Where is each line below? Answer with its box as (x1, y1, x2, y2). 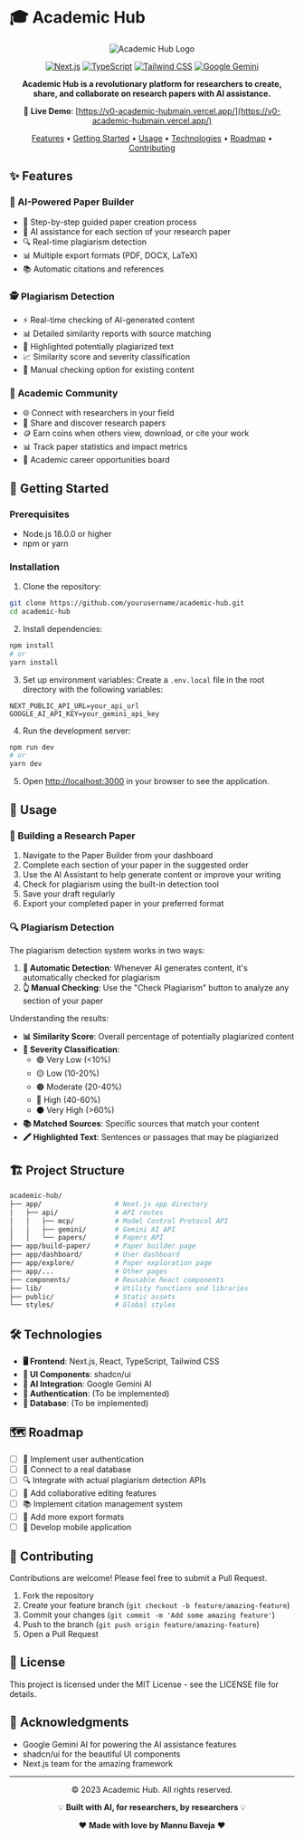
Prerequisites (9, 508, 70, 521)
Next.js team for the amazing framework (22, 1758, 174, 1768)
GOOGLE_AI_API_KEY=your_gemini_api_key (9, 709, 160, 718)
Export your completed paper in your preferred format (22, 897, 224, 908)
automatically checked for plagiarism (22, 973, 161, 983)
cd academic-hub (9, 608, 71, 617)
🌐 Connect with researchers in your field (22, 407, 175, 418)
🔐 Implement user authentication (22, 1453, 145, 1464)
